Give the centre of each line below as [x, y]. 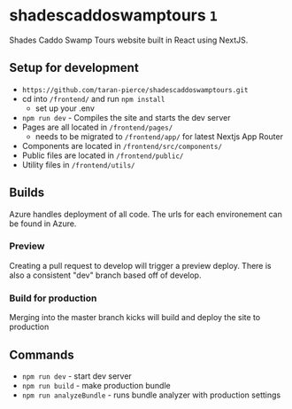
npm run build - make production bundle [96, 385]
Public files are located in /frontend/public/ [103, 155]
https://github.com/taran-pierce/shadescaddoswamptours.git [135, 90]
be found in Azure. [43, 224]
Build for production [53, 298]
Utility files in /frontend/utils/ [78, 164]
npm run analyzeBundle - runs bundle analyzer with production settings [151, 395]
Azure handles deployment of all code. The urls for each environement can [146, 214]
